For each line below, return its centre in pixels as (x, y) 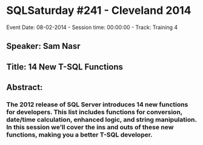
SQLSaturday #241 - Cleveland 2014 (99, 11)
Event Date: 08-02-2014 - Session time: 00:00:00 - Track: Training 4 (92, 27)
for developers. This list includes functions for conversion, (95, 112)
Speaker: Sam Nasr (43, 46)
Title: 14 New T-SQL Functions (65, 67)
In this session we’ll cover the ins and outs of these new (90, 127)
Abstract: (25, 87)
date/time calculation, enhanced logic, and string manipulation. (101, 120)
